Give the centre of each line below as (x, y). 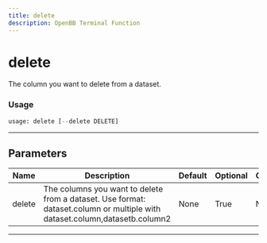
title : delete (32, 15)
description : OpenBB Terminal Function (74, 23)
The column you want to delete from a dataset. (85, 84)
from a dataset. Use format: (95, 199)
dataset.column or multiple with (102, 209)
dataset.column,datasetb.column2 (107, 219)
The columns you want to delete (103, 189)
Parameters (38, 153)
